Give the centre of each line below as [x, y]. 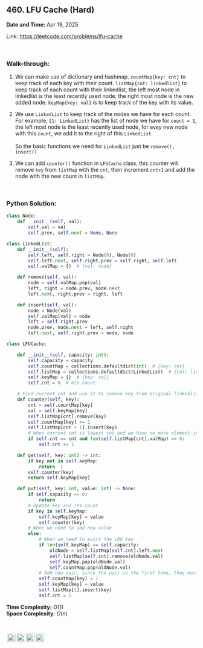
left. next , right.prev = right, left [75, 294]
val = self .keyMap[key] [58, 410]
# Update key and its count [63, 505]
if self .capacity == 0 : [58, 494]
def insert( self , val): [47, 305]
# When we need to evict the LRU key [86, 539]
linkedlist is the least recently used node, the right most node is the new [105, 96]
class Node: [21, 216]
